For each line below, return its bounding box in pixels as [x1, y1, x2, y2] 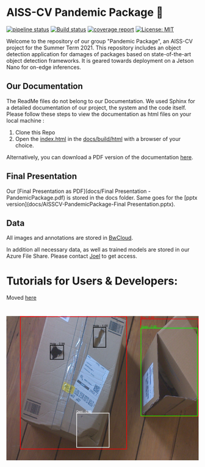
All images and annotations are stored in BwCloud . [6, 234, 133, 242]
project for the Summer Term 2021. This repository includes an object [6, 44, 181, 51]
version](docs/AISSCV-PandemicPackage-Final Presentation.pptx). [6, 200, 176, 208]
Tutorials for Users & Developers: [6, 274, 178, 288]
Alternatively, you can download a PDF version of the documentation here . [6, 153, 193, 161]
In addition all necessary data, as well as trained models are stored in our [6, 246, 190, 253]
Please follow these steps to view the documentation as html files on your [6, 110, 192, 118]
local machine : [6, 117, 45, 124]
